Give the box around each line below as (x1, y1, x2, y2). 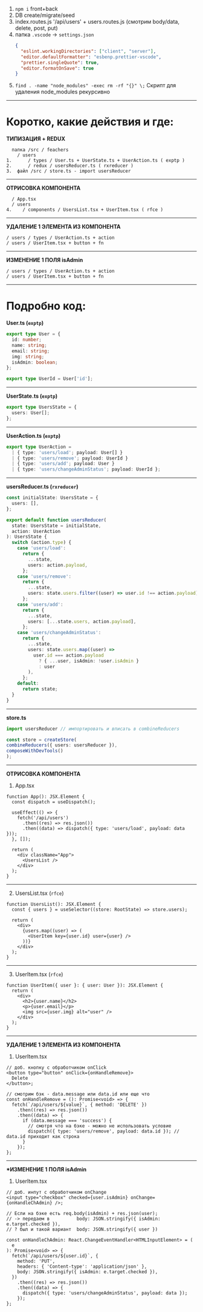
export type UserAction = (6, 444, 71, 450)
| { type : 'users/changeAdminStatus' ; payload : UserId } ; (11, 466, 161, 472)
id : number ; (11, 336, 42, 343)
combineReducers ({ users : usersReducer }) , (6, 742, 118, 748)
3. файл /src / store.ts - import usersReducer (6, 168, 131, 175)
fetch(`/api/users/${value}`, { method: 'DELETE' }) (11, 1102, 147, 1108)
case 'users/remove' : (17, 573, 71, 580)
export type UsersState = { (6, 404, 77, 410)
